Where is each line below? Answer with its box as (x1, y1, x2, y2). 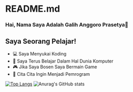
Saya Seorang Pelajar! (5, 37, 77, 46)
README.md (5, 3, 60, 15)
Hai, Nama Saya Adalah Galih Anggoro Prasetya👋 (5, 21, 128, 28)
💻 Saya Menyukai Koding (12, 50, 67, 56)
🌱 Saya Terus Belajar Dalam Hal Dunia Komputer (12, 58, 114, 64)
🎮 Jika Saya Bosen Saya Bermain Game (12, 64, 97, 70)
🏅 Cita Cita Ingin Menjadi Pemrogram (12, 71, 90, 77)
